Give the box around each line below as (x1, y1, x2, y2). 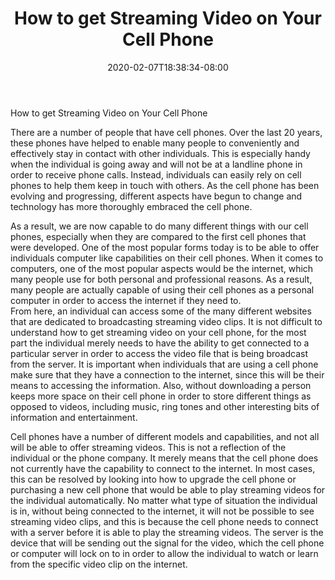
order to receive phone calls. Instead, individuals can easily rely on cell (10, 168, 302, 181)
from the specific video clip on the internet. (10, 558, 188, 570)
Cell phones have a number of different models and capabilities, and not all (10, 430, 320, 442)
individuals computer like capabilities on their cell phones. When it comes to (10, 252, 324, 264)
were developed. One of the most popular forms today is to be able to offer (10, 241, 320, 253)
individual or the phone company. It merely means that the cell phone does (10, 452, 319, 464)
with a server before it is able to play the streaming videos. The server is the (10, 526, 324, 538)
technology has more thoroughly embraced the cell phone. (10, 200, 253, 212)
